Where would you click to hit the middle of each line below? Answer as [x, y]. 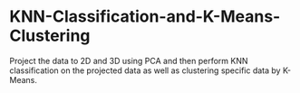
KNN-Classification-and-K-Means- [145, 17]
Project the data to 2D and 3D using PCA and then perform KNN [129, 60]
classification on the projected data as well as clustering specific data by [145, 70]
